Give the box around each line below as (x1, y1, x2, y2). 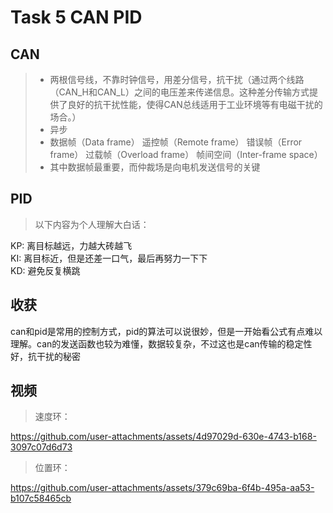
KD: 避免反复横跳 (10, 264, 81, 276)
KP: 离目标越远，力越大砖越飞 (10, 239, 133, 251)
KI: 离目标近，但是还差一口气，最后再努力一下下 (10, 252, 208, 264)
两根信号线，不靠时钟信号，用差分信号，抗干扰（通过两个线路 (49, 74, 305, 85)
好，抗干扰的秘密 (10, 350, 81, 362)
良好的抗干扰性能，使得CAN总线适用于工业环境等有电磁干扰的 (67, 99, 323, 110)
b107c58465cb (10, 492, 72, 505)
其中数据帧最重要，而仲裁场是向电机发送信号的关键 (49, 161, 261, 173)
